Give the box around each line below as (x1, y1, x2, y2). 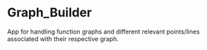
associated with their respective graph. (7, 34, 119, 42)
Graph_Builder (7, 5, 92, 21)
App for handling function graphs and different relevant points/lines (7, 27, 200, 36)
